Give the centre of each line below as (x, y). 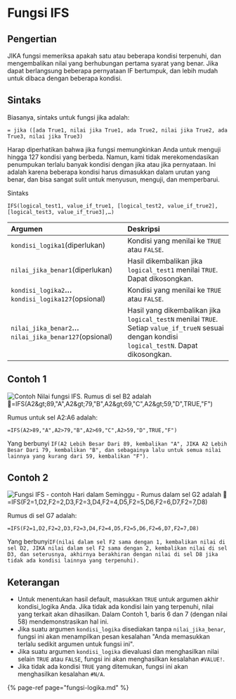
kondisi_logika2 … (41, 290)
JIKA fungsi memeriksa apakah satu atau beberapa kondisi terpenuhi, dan (114, 56)
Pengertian (32, 39)
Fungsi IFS (38, 13)
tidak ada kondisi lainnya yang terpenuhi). (73, 561)
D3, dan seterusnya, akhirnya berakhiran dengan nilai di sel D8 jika (113, 555)
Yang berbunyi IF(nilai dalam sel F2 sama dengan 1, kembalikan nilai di (117, 542)
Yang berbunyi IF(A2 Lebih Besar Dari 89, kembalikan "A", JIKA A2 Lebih (117, 443)
